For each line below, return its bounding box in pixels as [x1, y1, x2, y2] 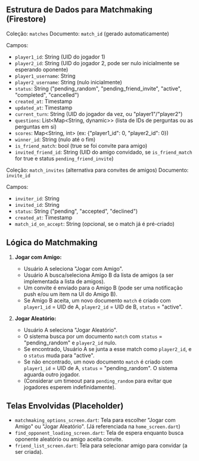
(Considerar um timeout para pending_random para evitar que [23, 377, 172, 384]
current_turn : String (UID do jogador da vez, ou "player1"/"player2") [14, 110, 183, 117]
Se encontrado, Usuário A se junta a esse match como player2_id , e [23, 345, 192, 352]
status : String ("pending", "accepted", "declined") [14, 207, 138, 215]
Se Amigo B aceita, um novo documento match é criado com [23, 297, 171, 304]
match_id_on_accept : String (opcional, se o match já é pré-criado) [14, 220, 175, 227]
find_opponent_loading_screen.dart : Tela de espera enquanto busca [14, 429, 184, 436]
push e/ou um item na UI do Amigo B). [23, 290, 118, 298]
